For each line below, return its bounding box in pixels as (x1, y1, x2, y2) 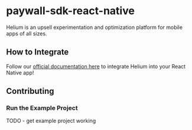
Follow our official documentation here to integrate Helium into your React (6, 63, 186, 70)
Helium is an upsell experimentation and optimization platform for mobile (6, 24, 183, 31)
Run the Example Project (6, 104, 78, 112)
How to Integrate (6, 47, 69, 57)
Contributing (6, 86, 54, 96)
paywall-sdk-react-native (6, 4, 135, 18)
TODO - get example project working (6, 117, 96, 125)
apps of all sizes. (6, 30, 47, 37)
